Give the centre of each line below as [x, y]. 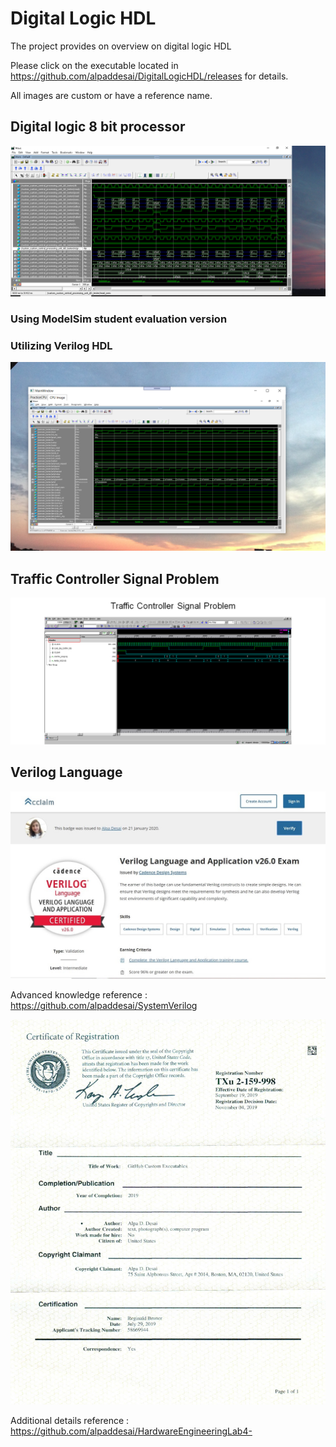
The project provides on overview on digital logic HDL [121, 46]
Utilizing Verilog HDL [61, 345]
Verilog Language [66, 772]
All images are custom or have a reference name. [111, 95]
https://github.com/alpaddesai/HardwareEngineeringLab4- [131, 1431]
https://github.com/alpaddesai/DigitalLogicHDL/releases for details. [149, 76]
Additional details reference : [70, 1421]
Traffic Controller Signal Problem [115, 578]
